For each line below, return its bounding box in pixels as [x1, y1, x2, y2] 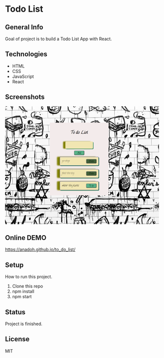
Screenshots [5, 93, 45, 101]
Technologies [5, 50, 48, 58]
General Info [5, 23, 43, 31]
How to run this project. [5, 274, 53, 280]
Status [5, 308, 26, 316]
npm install [12, 288, 35, 294]
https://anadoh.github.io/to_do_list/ [5, 246, 76, 253]
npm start [12, 294, 32, 300]
